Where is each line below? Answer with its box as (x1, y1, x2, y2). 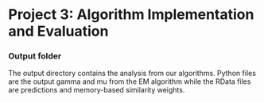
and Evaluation (8, 22, 109, 40)
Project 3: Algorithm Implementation (8, 6, 254, 24)
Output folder (8, 51, 62, 62)
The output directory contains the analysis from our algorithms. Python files (8, 69, 257, 78)
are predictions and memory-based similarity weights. (8, 85, 185, 95)
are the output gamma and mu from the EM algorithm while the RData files (8, 77, 251, 86)
